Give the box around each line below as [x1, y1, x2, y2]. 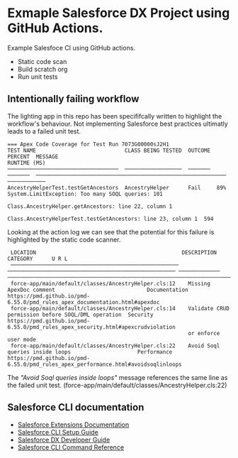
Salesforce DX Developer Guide [17, 435, 110, 444]
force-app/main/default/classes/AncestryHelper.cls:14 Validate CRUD [10, 305, 230, 312]
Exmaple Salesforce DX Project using [7, 5, 230, 21]
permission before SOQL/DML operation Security [7, 311, 154, 318]
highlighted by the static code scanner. [7, 235, 121, 244]
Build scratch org [17, 65, 68, 73]
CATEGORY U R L [7, 255, 69, 262]
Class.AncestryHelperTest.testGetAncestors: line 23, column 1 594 [7, 215, 214, 222]
